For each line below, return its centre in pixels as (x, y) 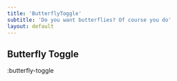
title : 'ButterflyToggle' (44, 13)
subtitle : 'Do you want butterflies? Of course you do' (89, 20)
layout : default (30, 26)
